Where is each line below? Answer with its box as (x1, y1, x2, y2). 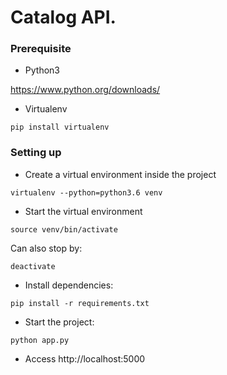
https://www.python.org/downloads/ (10, 84, 161, 96)
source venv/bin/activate (10, 224, 118, 235)
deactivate (10, 261, 56, 271)
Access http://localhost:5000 (24, 352, 146, 365)
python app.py (10, 335, 70, 345)
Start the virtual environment (24, 205, 143, 217)
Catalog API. (10, 6, 117, 29)
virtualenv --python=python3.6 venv (10, 187, 163, 198)
